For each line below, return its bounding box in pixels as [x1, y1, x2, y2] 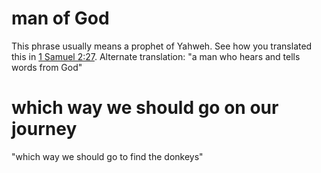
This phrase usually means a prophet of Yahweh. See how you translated [11, 40, 313, 52]
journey [11, 118, 78, 141]
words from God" [11, 61, 83, 73]
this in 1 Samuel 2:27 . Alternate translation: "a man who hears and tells [11, 50, 301, 62]
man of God [11, 7, 110, 30]
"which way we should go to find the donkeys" [11, 150, 204, 162]
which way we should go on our [11, 97, 279, 119]
